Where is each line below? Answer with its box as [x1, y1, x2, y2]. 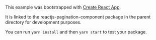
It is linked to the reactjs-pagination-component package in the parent [5, 14, 151, 19]
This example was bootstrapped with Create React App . [5, 4, 121, 10]
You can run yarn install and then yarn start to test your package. [5, 29, 147, 34]
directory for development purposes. [5, 19, 82, 25]
